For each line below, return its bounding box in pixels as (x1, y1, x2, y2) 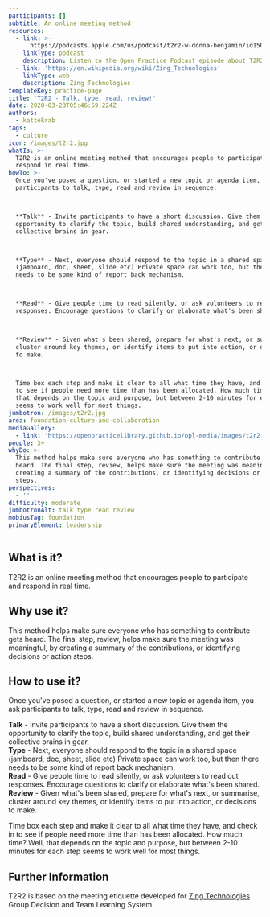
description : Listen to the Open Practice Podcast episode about (22, 57, 247, 65)
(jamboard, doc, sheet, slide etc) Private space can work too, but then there (8, 754, 260, 764)
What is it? (8, 551, 63, 565)
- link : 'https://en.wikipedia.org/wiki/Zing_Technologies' (15, 64, 221, 72)
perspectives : (8, 483, 56, 491)
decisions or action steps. (8, 651, 94, 660)
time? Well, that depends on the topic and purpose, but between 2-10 (8, 838, 239, 848)
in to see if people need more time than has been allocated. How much (8, 829, 243, 839)
